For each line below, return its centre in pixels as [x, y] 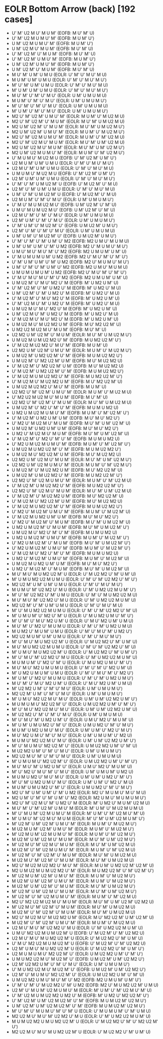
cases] [19, 19]
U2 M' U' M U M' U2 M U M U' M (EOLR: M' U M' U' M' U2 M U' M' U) [82, 990]
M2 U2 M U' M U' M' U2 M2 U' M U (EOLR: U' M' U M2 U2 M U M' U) [81, 1016]
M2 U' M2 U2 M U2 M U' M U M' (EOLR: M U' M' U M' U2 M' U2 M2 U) [83, 901]
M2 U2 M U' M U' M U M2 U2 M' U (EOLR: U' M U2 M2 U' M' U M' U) [81, 1032]
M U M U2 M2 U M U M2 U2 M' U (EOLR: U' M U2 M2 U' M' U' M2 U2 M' [85, 1021]
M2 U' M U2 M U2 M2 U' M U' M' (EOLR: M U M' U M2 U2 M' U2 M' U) [83, 865]
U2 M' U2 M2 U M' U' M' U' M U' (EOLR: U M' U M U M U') [71, 964]
